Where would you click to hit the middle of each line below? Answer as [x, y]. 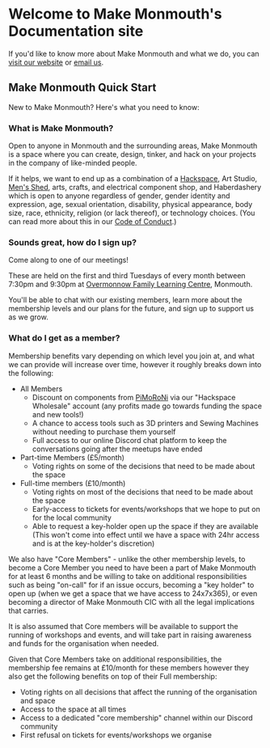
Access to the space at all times [73, 709]
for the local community [72, 518]
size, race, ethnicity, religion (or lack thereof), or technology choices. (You [132, 213]
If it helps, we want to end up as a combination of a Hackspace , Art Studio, [133, 179]
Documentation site [76, 31]
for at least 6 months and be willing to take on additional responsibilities [128, 576]
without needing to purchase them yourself [104, 431]
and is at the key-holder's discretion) [93, 543]
